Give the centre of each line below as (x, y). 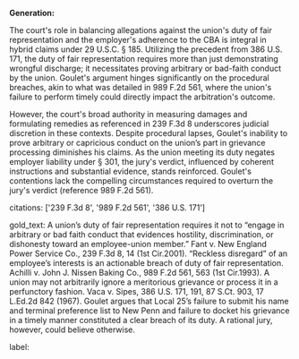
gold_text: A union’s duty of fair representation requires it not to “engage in (147, 225)
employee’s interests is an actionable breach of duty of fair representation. (146, 263)
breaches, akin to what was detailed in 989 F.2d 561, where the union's (141, 87)
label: (19, 347)
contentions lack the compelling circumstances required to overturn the (141, 181)
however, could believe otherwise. (73, 329)
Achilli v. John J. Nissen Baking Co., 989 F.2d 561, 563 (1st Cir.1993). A (140, 273)
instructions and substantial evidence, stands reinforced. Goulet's (131, 171)
